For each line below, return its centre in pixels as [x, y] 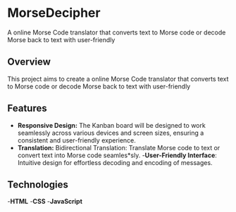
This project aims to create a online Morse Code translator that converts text [118, 79]
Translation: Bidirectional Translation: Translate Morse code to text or [119, 147]
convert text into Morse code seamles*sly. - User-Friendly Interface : [117, 155]
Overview [29, 62]
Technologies [38, 184]
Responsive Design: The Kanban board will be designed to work [111, 125]
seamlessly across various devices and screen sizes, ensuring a [111, 133]
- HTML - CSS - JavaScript [45, 201]
